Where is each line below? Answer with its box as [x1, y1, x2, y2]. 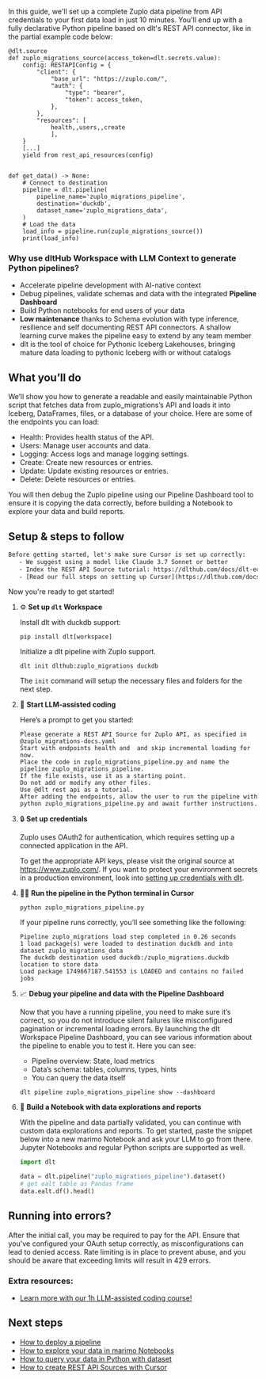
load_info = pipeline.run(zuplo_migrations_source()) [22, 227, 203, 235]
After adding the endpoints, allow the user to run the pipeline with [19, 793, 258, 801]
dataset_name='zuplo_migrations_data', [36, 207, 169, 215]
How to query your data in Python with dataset [19, 1354, 172, 1363]
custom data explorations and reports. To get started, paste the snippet [19, 1126, 253, 1136]
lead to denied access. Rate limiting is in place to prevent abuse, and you [8, 1247, 246, 1256]
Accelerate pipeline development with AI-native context [19, 280, 202, 290]
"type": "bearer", [64, 89, 126, 97]
